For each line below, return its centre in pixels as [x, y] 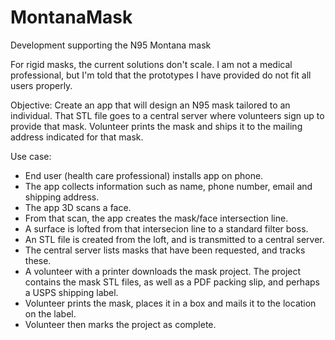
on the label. [50, 313]
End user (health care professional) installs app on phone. [144, 175]
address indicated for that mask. [77, 137]
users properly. [41, 85]
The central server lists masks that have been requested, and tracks [165, 250]
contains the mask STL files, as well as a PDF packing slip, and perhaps [172, 282]
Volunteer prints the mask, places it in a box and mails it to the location [170, 303]
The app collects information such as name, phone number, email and [168, 186]
